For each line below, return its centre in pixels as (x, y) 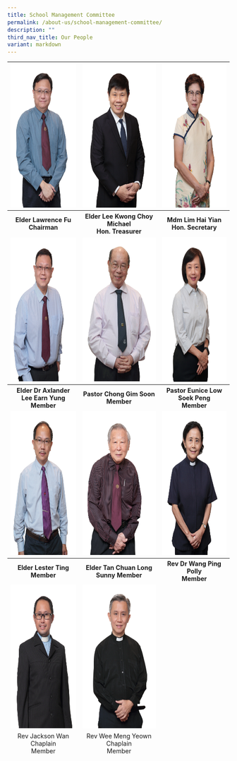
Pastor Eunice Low (194, 390)
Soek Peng (194, 398)
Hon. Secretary (194, 227)
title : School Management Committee (61, 15)
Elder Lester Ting (43, 567)
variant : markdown (34, 45)
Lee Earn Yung (43, 398)
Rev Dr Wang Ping (194, 564)
